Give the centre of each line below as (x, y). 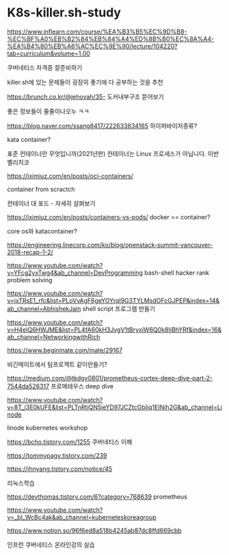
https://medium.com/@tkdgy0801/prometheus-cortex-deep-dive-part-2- (110, 378)
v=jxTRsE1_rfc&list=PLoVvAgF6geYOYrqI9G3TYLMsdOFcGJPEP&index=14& (113, 300)
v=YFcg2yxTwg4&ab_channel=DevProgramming (75, 273)
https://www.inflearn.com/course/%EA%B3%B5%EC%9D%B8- (97, 32)
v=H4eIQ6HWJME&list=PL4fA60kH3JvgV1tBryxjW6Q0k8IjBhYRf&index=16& (114, 330)
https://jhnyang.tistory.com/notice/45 (60, 469)
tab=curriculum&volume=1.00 (49, 53)
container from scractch (41, 189)
